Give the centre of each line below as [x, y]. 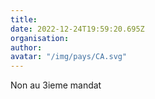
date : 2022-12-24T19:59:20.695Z [77, 29]
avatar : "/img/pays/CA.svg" [69, 57]
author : [26, 47]
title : [24, 19]
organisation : [40, 38]
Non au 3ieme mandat [56, 85]
